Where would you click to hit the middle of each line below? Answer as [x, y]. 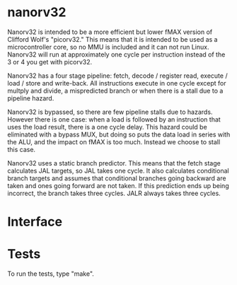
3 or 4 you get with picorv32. [50, 62]
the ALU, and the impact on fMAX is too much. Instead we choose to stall [114, 141]
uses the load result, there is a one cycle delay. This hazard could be [107, 127]
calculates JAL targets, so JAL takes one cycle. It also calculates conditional [118, 170]
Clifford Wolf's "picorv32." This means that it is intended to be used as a [112, 39]
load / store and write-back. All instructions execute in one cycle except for [117, 83]
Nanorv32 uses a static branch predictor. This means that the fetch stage [114, 163]
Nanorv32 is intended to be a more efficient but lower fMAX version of [110, 32]
